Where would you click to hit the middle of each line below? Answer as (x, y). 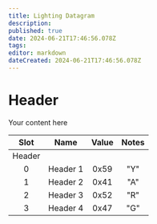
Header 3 (66, 195)
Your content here (38, 122)
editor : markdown (37, 53)
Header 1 (66, 169)
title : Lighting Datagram (51, 16)
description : (30, 23)
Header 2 (66, 181)
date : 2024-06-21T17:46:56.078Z (62, 38)
